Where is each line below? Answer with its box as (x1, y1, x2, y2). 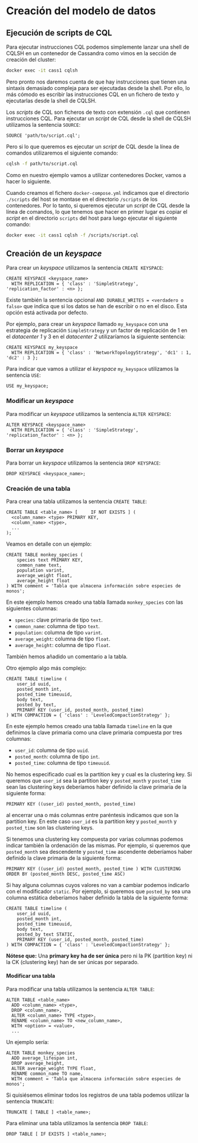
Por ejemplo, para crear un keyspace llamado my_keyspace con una (6, 321, 168, 328)
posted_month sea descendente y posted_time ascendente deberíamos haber (6, 849, 193, 856)
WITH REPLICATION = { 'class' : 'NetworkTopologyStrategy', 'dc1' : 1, (11, 350, 192, 356)
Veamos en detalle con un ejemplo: (6, 540, 92, 548)
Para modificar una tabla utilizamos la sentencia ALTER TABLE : (6, 985, 155, 992)
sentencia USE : (6, 372, 41, 379)
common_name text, (17, 562, 62, 568)
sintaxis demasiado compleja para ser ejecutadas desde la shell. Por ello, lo (6, 84, 190, 91)
